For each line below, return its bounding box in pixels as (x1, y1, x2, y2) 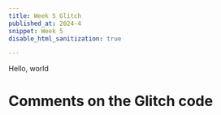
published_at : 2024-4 (8, 19, 82, 28)
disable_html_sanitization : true (8, 34, 122, 43)
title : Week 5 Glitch (8, 11, 82, 20)
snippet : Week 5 (8, 27, 63, 35)
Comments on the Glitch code (8, 92, 214, 110)
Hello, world (8, 64, 49, 74)
